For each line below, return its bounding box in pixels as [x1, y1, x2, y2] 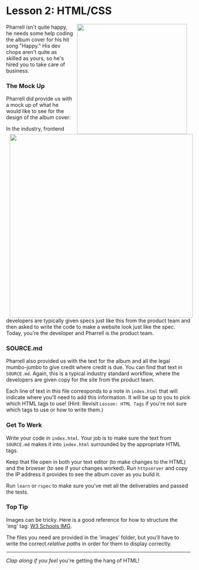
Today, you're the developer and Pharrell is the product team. [6, 329, 154, 336]
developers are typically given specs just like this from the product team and [6, 317, 191, 324]
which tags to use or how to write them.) [6, 406, 104, 413]
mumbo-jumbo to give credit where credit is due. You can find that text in [6, 364, 183, 371]
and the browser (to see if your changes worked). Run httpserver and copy [6, 464, 188, 471]
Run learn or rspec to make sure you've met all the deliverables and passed [6, 482, 188, 489]
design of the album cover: [6, 114, 71, 121]
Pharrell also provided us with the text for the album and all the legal [6, 357, 170, 365]
